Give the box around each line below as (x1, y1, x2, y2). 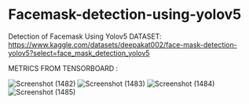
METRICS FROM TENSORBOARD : (8, 63, 119, 72)
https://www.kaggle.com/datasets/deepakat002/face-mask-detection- (8, 39, 237, 49)
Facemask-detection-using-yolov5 (8, 6, 242, 24)
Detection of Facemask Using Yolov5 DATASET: (8, 32, 163, 41)
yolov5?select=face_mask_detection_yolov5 (8, 48, 151, 58)
